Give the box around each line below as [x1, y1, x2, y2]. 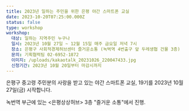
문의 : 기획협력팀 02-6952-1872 [11, 52, 79, 58]
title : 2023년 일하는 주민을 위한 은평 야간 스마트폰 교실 [6, 8, 130, 15]
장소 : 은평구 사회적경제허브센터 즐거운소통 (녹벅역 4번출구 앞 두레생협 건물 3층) [11, 46, 180, 52]
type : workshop [6, 24, 43, 31]
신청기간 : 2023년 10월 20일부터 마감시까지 [11, 62, 102, 69]
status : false [6, 19, 41, 25]
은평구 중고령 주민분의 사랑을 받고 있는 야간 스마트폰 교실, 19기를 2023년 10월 [6, 79, 184, 86]
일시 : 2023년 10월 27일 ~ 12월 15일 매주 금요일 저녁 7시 [11, 41, 138, 47]
